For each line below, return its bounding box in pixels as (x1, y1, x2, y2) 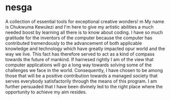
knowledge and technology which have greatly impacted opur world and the (5, 45, 165, 52)
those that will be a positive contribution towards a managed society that (5, 72, 158, 79)
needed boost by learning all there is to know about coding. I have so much (5, 29, 163, 35)
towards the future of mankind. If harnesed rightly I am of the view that (5, 56, 154, 62)
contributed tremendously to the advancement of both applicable (5, 40, 143, 46)
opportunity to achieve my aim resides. (5, 89, 87, 95)
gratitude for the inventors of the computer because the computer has (5, 35, 153, 41)
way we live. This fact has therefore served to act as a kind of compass (5, 51, 155, 57)
